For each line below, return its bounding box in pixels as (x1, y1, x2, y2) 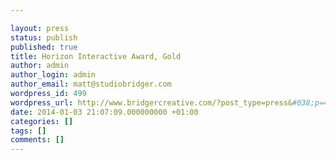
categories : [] (10, 116, 74, 126)
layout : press (10, 23, 70, 33)
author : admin (10, 61, 70, 71)
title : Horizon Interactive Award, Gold (10, 51, 182, 61)
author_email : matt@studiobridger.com (10, 79, 172, 90)
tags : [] (10, 126, 47, 136)
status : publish (10, 32, 78, 43)
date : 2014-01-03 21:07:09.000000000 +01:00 (10, 107, 199, 117)
